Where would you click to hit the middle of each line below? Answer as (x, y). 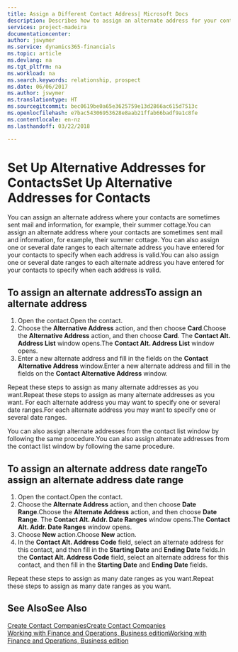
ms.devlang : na (30, 60)
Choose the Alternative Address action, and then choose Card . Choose (122, 328)
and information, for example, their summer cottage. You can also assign (113, 240)
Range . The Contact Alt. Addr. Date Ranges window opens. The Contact (124, 520)
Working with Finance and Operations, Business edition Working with (107, 633)
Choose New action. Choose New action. (77, 535)
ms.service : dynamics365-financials (61, 47)
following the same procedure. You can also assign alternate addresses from (118, 439)
